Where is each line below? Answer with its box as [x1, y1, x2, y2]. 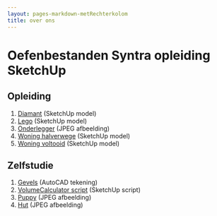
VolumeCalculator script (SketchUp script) [17, 186, 141, 194]
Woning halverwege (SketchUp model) [17, 131, 131, 140]
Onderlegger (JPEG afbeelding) [17, 124, 110, 133]
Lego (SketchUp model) [17, 116, 87, 125]
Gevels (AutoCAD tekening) [17, 178, 98, 187]
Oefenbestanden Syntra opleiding [7, 47, 211, 64]
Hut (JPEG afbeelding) [17, 200, 83, 209]
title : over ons [7, 17, 55, 24]
